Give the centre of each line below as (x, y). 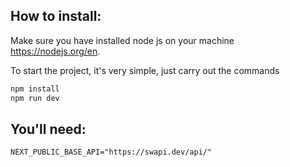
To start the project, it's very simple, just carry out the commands (145, 70)
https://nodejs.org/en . (55, 51)
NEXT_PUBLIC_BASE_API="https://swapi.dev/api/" (111, 152)
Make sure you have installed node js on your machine (122, 40)
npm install (35, 89)
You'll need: (48, 129)
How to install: (56, 16)
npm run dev (35, 98)
